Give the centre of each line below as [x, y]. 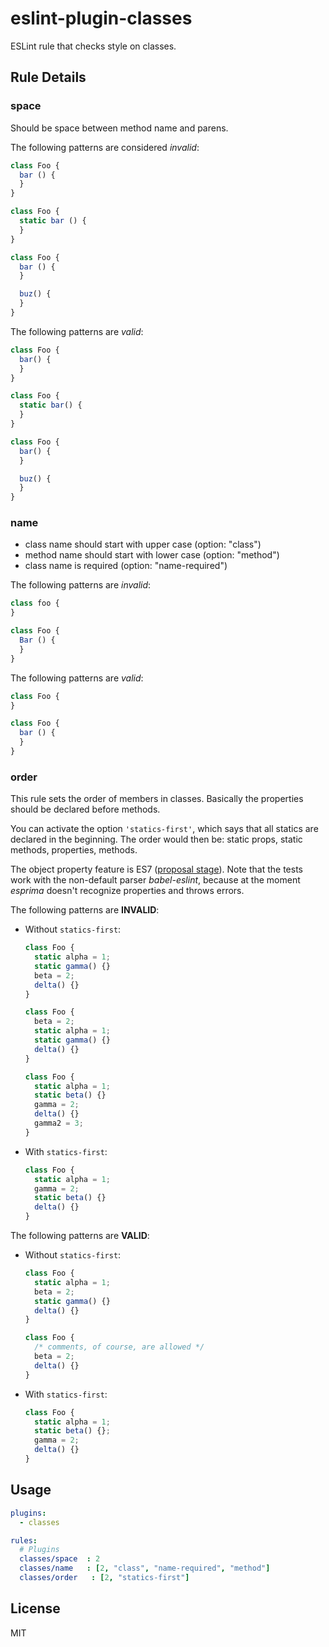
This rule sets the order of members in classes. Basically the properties [157, 799]
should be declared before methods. [85, 809]
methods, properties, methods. [74, 850]
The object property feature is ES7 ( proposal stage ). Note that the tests [156, 869]
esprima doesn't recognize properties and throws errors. [127, 891]
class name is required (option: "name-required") [126, 566]
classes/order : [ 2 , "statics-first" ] [104, 1578]
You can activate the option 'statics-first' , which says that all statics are [164, 829]
